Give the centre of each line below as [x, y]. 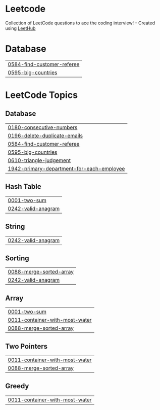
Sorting [17, 258]
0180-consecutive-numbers [43, 127]
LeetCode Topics [42, 95]
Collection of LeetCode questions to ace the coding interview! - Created [80, 23]
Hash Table [23, 186]
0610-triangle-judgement [39, 160]
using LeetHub [20, 28]
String [15, 227]
